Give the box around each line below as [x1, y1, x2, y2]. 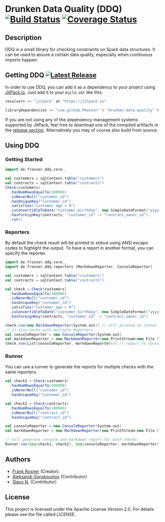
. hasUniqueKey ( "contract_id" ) [9, 415, 71, 420]
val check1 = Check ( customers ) [5, 379, 69, 384]
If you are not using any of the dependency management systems [5, 116, 138, 122]
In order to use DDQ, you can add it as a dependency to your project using [5, 84, 156, 90]
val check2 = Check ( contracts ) [5, 401, 69, 406]
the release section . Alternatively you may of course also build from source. [5, 127, 158, 133]
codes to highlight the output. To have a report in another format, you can [5, 245, 154, 251]
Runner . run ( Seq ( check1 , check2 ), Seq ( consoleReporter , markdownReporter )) [5, 442, 162, 447]
